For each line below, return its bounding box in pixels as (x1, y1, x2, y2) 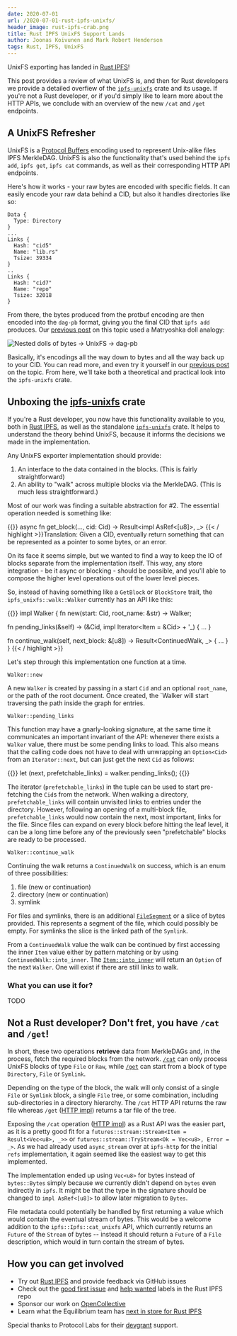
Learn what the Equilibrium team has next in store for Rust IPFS (17, 1307, 202, 1315)
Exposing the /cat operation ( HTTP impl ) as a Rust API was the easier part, (7, 1119, 226, 1128)
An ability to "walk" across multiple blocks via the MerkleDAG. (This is (17, 480, 221, 488)
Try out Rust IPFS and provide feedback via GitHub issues (17, 1276, 187, 1285)
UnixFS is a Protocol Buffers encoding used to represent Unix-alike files (7, 146, 216, 155)
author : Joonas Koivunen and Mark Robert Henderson (7, 37, 163, 44)
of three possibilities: (7, 869, 69, 877)
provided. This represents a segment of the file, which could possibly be (7, 919, 219, 927)
